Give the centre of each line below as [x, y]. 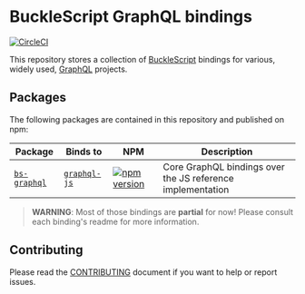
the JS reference [198, 178]
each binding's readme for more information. [115, 221]
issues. [23, 281]
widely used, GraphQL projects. [69, 69]
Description [227, 152]
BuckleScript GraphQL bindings [131, 17]
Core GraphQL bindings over [224, 167]
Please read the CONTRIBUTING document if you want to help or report [143, 272]
